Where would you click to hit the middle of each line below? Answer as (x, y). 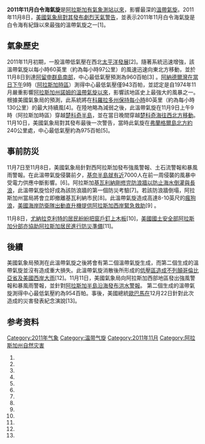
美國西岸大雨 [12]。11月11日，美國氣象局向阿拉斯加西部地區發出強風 (106, 278)
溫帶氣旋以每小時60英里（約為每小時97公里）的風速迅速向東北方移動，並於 (101, 69)
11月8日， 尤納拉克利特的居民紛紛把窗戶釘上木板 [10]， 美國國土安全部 (93, 218)
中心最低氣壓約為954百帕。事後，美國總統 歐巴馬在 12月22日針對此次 (108, 293)
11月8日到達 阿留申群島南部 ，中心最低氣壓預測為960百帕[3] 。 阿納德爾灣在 (100, 77)
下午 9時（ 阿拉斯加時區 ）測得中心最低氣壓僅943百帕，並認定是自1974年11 (104, 84)
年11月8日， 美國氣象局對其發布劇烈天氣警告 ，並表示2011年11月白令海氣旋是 (101, 17)
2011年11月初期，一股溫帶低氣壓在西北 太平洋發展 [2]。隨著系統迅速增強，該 (101, 62)
